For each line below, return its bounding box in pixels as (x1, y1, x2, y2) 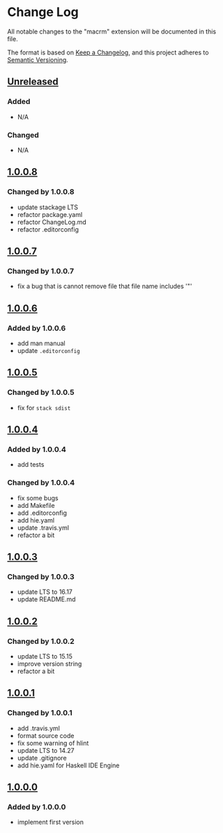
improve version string (17, 660, 82, 668)
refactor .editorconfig (17, 225, 79, 234)
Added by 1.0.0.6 (7, 323, 66, 333)
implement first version (17, 818, 84, 827)
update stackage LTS (17, 203, 79, 211)
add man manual (17, 339, 66, 347)
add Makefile (17, 501, 55, 509)
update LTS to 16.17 (17, 587, 73, 596)
